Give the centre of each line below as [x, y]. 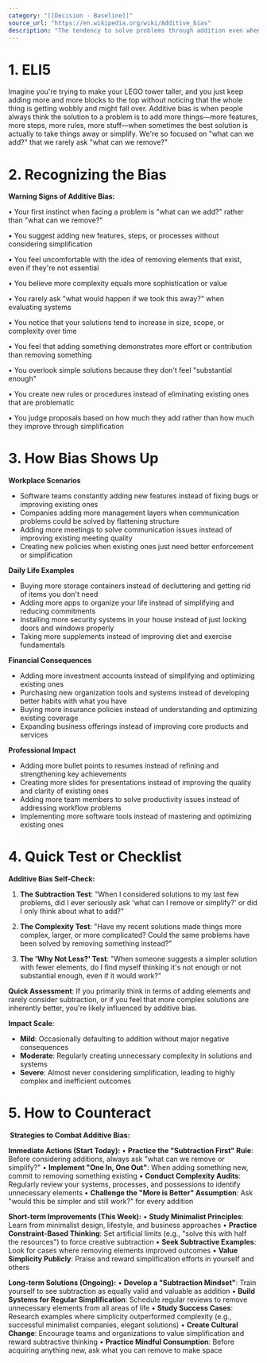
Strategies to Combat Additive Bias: [70, 1135]
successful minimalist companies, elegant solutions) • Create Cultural [123, 1325]
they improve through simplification [66, 427]
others [19, 1268]
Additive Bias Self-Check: [52, 879]
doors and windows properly [67, 628]
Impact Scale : [31, 1024]
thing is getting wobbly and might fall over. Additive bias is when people [126, 109]
